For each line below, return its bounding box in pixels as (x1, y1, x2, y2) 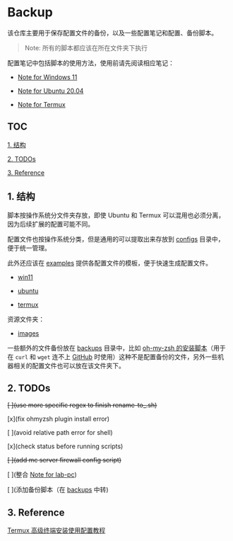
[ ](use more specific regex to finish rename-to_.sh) (7, 401, 157, 409)
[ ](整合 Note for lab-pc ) (7, 470, 78, 479)
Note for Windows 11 (17, 72, 78, 81)
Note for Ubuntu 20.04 (17, 86, 84, 95)
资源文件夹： (7, 314, 44, 323)
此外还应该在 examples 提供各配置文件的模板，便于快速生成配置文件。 (7, 258, 213, 267)
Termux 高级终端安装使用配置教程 (7, 526, 106, 535)
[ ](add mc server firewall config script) (7, 456, 122, 465)
